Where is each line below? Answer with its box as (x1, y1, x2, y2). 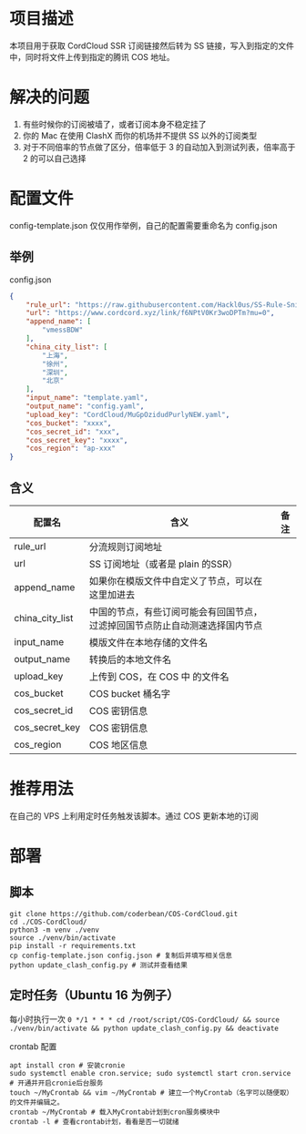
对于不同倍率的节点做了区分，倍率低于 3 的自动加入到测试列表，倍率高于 (22, 141, 296, 152)
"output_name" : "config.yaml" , (25, 402, 145, 411)
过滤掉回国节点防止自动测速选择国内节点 (88, 618, 262, 631)
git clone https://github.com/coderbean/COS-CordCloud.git (9, 909, 239, 918)
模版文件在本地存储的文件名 (88, 636, 208, 649)
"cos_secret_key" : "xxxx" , (25, 435, 128, 444)
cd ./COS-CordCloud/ (9, 917, 88, 926)
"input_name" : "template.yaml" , (25, 393, 148, 403)
